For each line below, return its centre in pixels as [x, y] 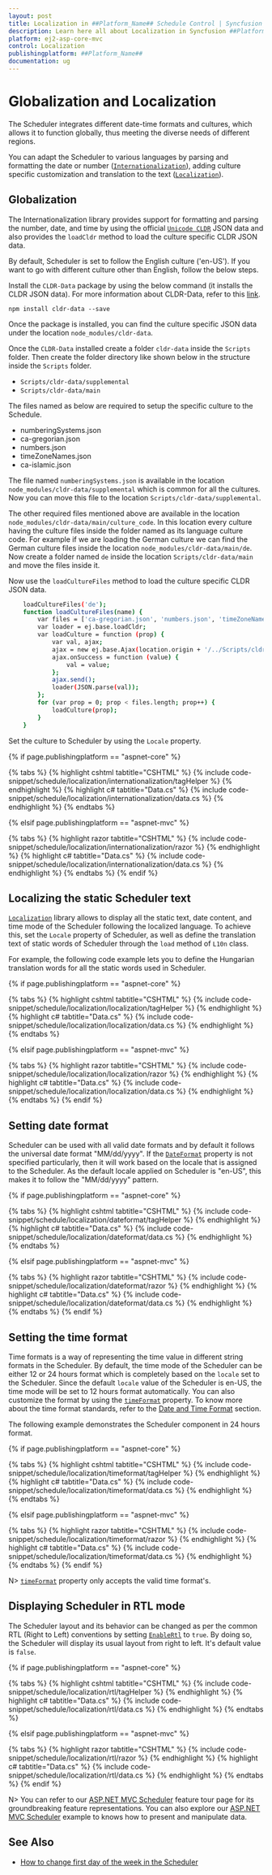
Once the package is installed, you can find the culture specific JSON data [133, 324]
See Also [31, 1842]
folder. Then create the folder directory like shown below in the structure [130, 357]
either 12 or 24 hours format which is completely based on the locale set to [134, 1374]
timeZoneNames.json [55, 456]
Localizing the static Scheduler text [100, 898]
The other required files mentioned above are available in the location [124, 513]
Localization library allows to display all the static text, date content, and [130, 918]
